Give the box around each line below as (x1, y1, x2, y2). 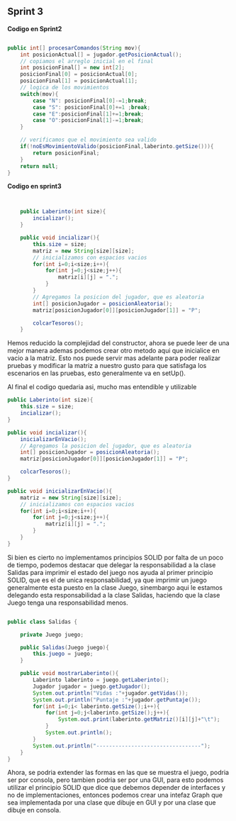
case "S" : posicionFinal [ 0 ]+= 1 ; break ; (33, 104, 151, 111)
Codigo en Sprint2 (7, 24, 62, 33)
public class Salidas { (7, 618, 78, 625)
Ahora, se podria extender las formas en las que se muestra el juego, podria (7, 769, 229, 777)
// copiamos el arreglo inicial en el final (20, 57, 154, 65)
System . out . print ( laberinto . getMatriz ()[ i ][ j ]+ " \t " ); (57, 716, 220, 723)
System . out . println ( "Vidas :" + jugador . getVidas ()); (33, 689, 189, 697)
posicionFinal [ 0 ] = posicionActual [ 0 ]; (20, 71, 138, 78)
